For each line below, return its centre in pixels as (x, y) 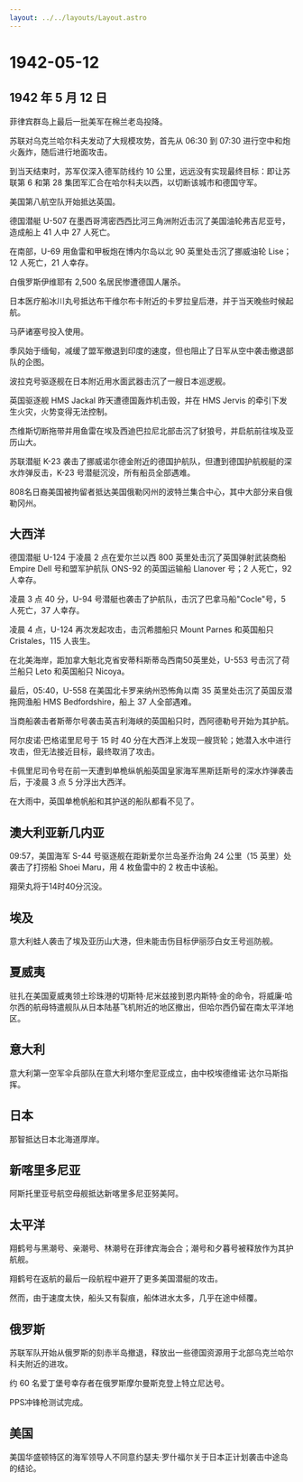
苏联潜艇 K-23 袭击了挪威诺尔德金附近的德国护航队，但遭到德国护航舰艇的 (147, 461)
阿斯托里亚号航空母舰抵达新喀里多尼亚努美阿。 (96, 1194)
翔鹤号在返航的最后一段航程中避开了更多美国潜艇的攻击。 (116, 1279)
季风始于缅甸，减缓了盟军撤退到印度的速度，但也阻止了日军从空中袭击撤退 (147, 350)
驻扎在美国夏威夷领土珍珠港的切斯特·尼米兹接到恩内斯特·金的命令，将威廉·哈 (151, 995)
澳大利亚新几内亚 (57, 832)
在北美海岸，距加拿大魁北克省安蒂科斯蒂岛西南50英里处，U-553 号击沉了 (146, 660)
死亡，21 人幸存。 (60, 262)
